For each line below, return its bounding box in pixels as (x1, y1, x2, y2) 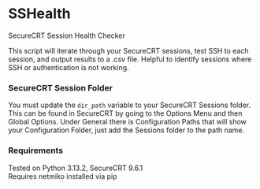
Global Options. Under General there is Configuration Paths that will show (8, 117, 247, 127)
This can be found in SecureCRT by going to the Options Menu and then (8, 109, 243, 118)
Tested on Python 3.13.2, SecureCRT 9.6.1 (8, 163, 143, 172)
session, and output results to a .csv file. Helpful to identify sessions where (8, 54, 252, 64)
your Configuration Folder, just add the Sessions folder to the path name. (8, 125, 245, 135)
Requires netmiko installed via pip (8, 171, 117, 181)
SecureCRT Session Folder (8, 82, 113, 93)
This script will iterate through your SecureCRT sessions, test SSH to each (8, 46, 250, 55)
